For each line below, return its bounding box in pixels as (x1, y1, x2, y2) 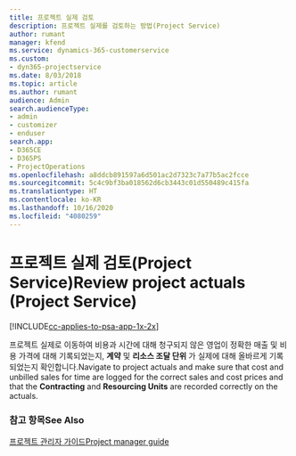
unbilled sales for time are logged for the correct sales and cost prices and (9, 371, 284, 382)
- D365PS (9, 153, 42, 163)
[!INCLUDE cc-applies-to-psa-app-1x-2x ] (9, 321, 160, 331)
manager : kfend (9, 37, 66, 47)
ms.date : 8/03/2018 (9, 71, 82, 80)
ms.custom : (9, 54, 50, 63)
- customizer (9, 121, 58, 130)
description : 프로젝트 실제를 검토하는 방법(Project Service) (9, 21, 221, 30)
